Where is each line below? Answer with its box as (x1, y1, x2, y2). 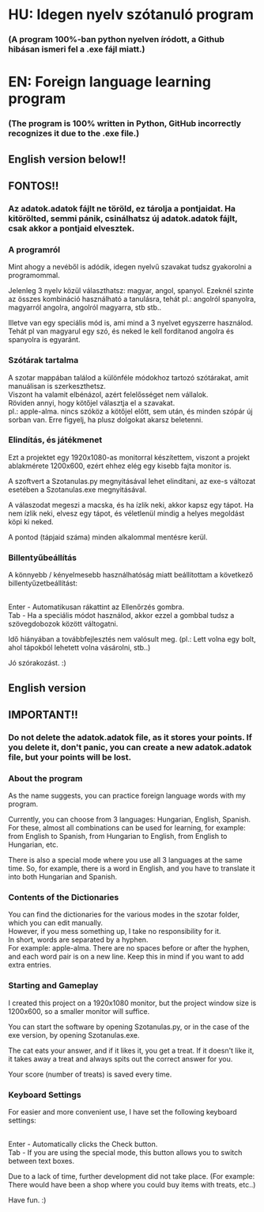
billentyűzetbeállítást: (8, 578, 77, 588)
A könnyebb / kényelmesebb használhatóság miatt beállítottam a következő (8, 570, 254, 580)
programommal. (8, 271, 61, 280)
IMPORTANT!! (8, 707, 79, 722)
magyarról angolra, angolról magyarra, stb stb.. (8, 303, 162, 312)
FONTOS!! (8, 180, 59, 192)
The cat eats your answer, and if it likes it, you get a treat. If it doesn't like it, (8, 1046, 255, 1055)
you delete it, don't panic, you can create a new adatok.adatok (8, 741, 252, 753)
